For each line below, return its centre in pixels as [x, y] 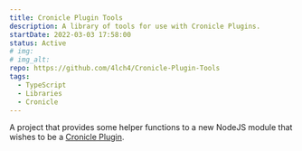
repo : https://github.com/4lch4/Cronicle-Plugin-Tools [115, 69]
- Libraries [40, 93]
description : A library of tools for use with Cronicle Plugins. [135, 26]
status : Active [38, 43]
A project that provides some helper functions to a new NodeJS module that [151, 127]
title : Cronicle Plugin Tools [66, 18]
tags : [19, 77]
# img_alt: [30, 60]
